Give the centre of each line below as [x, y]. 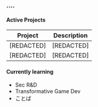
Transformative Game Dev [47, 91]
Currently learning [30, 72]
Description [70, 35]
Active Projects [26, 20]
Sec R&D [26, 85]
